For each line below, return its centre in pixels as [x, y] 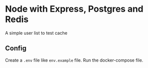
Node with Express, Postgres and [74, 9]
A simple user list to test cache [36, 33]
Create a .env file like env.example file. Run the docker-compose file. [74, 60]
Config [16, 48]
